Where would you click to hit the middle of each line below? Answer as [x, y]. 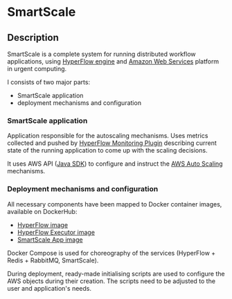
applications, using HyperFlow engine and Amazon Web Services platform [113, 61]
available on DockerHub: [42, 211]
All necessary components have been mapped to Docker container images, [115, 204]
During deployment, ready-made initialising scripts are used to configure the [116, 273]
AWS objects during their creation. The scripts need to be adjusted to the [111, 281]
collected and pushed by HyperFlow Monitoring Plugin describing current [112, 143]
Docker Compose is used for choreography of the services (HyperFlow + [111, 253]
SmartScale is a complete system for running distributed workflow [101, 54]
